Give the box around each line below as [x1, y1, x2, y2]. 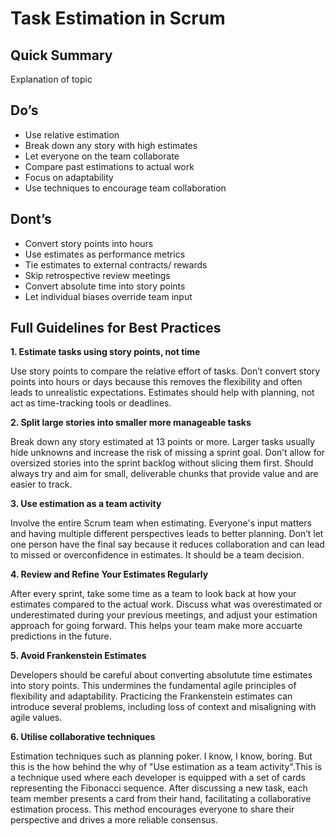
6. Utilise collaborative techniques [10, 731, 156, 743]
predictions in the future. [10, 630, 112, 642]
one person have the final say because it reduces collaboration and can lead [10, 538, 325, 551]
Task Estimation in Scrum [10, 7, 226, 30]
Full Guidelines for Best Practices [10, 320, 222, 337]
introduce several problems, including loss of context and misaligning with [10, 701, 317, 713]
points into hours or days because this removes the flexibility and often [10, 376, 303, 388]
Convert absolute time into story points [24, 280, 186, 292]
